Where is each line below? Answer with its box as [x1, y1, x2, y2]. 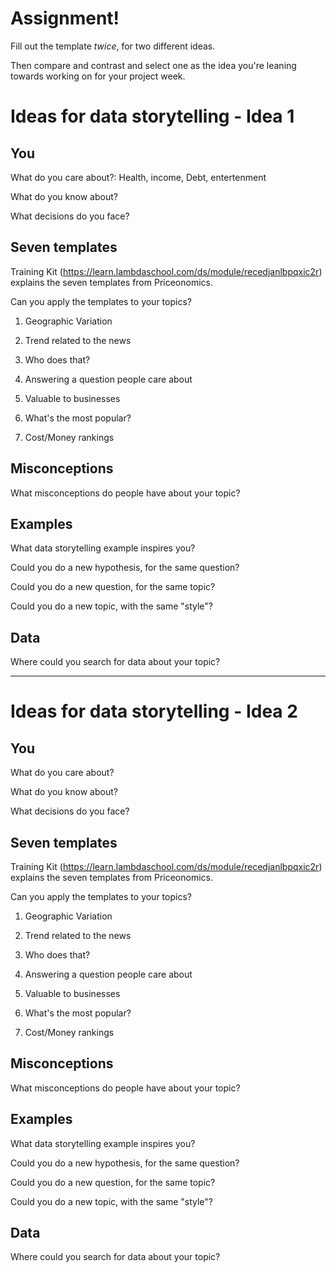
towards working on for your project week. [10, 70, 186, 82]
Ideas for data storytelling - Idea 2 [10, 700, 298, 723]
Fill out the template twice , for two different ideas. [10, 40, 216, 52]
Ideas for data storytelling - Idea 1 [10, 105, 295, 128]
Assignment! [10, 7, 120, 30]
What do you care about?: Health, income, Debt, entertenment [10, 171, 267, 183]
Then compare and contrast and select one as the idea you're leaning [10, 59, 297, 71]
